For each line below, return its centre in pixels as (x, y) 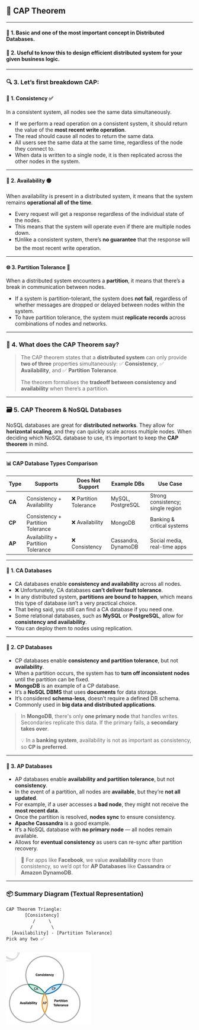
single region (166, 508)
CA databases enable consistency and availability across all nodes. (98, 583)
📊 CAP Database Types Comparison (52, 464)
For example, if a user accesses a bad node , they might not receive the (102, 805)
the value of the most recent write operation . (70, 130)
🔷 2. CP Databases (29, 648)
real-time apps (168, 547)
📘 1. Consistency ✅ (30, 98)
